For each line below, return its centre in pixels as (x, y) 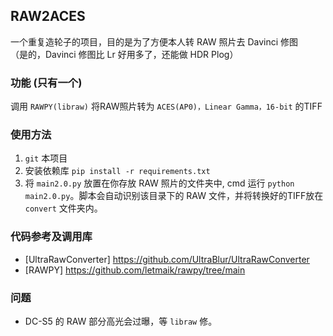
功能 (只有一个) (46, 82)
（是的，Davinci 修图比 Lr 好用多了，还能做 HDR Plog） (124, 54)
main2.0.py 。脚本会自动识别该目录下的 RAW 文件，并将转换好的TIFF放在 (174, 196)
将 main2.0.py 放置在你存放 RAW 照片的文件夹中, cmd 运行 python (159, 183)
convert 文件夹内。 (63, 208)
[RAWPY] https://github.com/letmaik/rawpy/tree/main (135, 270)
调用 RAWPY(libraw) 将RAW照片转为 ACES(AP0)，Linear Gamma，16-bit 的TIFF (166, 106)
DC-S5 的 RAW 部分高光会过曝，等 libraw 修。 (121, 321)
